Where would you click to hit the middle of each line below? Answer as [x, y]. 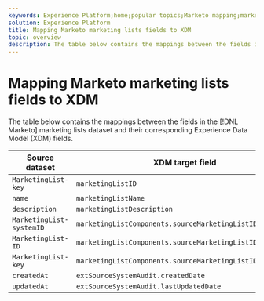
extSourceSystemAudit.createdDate [141, 276]
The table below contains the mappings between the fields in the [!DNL [123, 121]
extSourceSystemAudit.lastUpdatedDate [148, 286]
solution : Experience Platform [59, 23]
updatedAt [30, 286]
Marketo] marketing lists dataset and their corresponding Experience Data [128, 130]
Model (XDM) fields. [40, 139]
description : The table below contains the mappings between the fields [130, 45]
